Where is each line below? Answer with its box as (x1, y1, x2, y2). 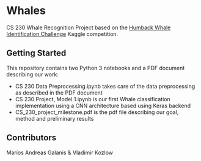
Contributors (6, 132, 57, 143)
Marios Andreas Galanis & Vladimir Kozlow (6, 149, 114, 156)
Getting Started (6, 48, 67, 59)
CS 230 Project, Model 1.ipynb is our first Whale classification (15, 95, 170, 102)
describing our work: (6, 71, 59, 78)
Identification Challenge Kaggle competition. (6, 30, 119, 37)
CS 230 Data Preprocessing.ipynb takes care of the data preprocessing (15, 82, 196, 90)
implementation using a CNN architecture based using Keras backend (15, 102, 191, 109)
